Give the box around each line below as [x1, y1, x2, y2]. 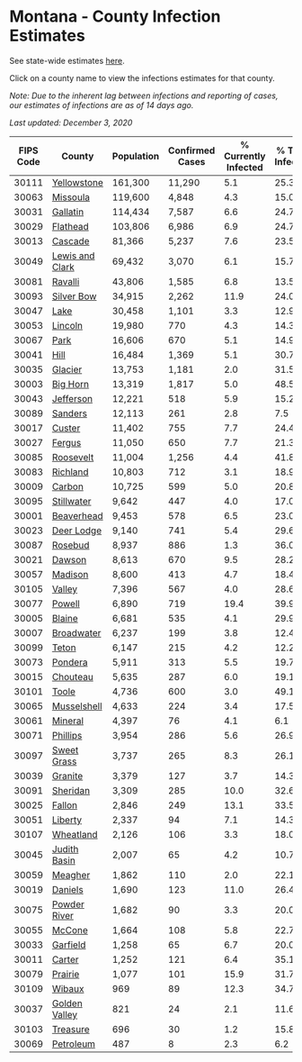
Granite [51, 769, 84, 782]
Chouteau [51, 670, 94, 683]
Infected [226, 160, 263, 173]
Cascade [51, 234, 90, 247]
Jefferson [51, 392, 93, 404]
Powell [51, 597, 81, 610]
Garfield [51, 939, 86, 951]
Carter [51, 953, 79, 966]
